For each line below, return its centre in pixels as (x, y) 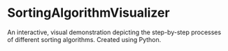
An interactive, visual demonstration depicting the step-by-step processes (114, 32)
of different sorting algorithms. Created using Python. (84, 39)
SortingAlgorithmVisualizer (88, 13)
